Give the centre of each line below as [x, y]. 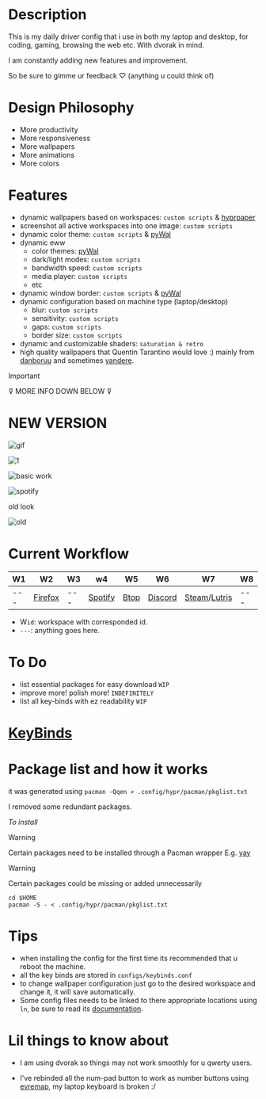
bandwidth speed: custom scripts [87, 268]
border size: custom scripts [77, 335]
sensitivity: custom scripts [75, 318]
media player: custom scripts [80, 276]
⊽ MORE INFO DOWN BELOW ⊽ [60, 391]
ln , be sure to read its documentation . [82, 1009]
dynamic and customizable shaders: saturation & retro [112, 343]
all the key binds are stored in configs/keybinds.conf [106, 975]
